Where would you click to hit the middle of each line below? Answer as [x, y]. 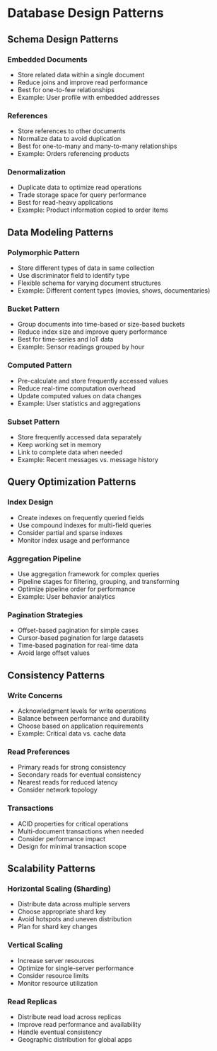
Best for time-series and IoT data [65, 339]
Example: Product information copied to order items [93, 210]
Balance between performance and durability [83, 719]
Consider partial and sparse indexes [70, 532]
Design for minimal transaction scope [72, 846]
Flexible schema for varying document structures [89, 283]
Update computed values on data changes [80, 395]
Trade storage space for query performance [82, 195]
